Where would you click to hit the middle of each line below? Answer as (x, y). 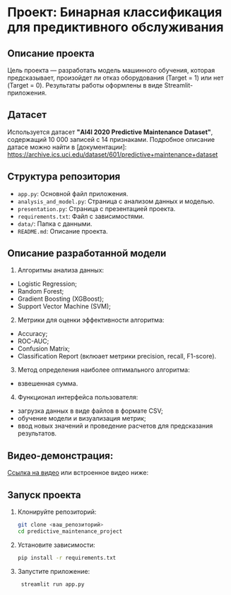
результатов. (37, 433)
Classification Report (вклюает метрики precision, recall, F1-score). (117, 356)
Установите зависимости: (56, 545)
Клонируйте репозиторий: (57, 512)
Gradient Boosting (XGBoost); (61, 299)
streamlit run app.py (53, 584)
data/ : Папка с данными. (55, 224)
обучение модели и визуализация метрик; (82, 419)
